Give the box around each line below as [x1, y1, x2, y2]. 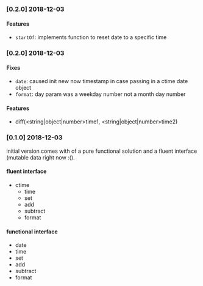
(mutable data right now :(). [6, 153, 75, 161]
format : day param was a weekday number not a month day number [15, 90, 186, 98]
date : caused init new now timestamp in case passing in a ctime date [15, 78, 188, 85]
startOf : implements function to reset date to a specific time [15, 34, 167, 41]
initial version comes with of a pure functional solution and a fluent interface [6, 147, 198, 155]
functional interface [6, 228, 58, 235]
